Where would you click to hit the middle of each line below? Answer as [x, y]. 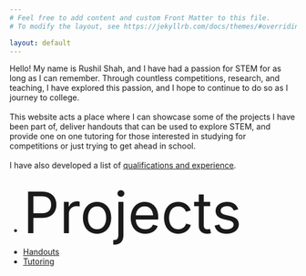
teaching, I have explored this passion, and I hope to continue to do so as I [149, 88]
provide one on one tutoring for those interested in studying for [128, 137]
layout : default [40, 43]
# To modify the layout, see [65, 26]
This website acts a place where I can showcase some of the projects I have [153, 117]
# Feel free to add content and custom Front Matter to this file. [140, 18]
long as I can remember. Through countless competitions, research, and [145, 78]
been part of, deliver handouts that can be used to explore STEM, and [140, 127]
